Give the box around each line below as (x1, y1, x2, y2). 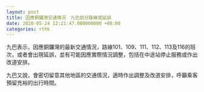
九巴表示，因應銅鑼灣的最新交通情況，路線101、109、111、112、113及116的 (6, 43, 191, 51)
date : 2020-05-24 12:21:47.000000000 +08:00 (6, 20, 121, 26)
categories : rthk (6, 26, 50, 32)
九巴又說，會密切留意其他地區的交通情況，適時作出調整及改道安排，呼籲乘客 (6, 71, 198, 79)
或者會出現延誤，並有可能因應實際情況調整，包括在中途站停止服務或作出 (16, 51, 198, 58)
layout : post (6, 9, 39, 15)
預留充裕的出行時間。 (6, 79, 59, 87)
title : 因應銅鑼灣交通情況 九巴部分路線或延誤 (6, 15, 112, 21)
